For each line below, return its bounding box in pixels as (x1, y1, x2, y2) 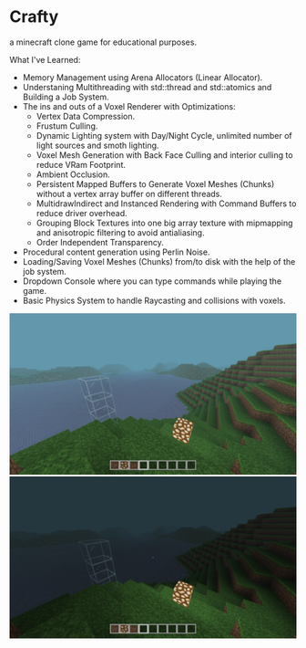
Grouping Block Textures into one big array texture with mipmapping (36, 217, 293, 228)
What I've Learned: (9, 54, 81, 65)
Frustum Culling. (36, 120, 98, 131)
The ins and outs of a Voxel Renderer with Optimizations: (22, 100, 237, 111)
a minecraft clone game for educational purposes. (9, 37, 198, 47)
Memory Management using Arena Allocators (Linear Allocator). (22, 71, 263, 83)
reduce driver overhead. (36, 207, 127, 218)
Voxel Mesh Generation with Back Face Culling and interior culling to (36, 149, 293, 161)
